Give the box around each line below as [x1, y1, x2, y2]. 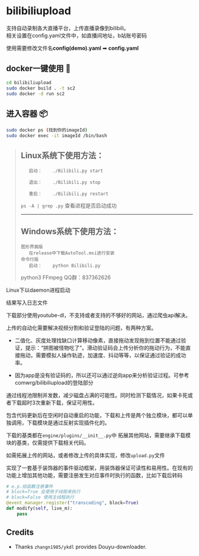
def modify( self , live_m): [6, 506, 73, 512]
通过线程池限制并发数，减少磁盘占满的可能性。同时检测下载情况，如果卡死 [6, 391, 188, 398]
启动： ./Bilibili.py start [28, 168, 104, 174]
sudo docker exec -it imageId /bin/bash [6, 133, 108, 139]
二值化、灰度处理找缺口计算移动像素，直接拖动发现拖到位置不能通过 [14, 337, 181, 344]
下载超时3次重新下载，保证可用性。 [11, 399, 98, 406]
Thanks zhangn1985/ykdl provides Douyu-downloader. [14, 543, 147, 550]
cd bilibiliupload [6, 79, 52, 85]
